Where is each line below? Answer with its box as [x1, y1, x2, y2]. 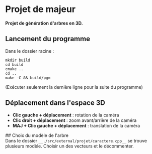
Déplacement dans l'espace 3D [5, 99, 106, 107]
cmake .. [5, 66, 24, 71]
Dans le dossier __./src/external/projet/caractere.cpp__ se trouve [5, 137, 147, 143]
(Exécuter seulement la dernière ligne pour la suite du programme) [5, 84, 143, 90]
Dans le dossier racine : [5, 48, 54, 54]
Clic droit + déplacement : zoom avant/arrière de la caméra [12, 117, 137, 123]
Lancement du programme [5, 35, 91, 43]
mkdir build [5, 58, 30, 63]
